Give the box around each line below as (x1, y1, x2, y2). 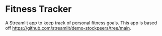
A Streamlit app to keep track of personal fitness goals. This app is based (5, 20, 157, 26)
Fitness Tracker (5, 3, 72, 15)
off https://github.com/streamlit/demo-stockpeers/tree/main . (5, 25, 132, 31)
